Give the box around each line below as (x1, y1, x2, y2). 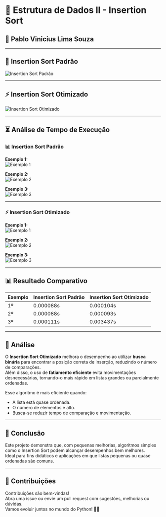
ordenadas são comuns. (5, 458, 54, 464)
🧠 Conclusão (5, 429, 45, 438)
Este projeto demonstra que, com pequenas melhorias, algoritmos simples (5, 442, 157, 448)
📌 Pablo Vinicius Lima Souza (5, 35, 94, 43)
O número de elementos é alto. (12, 405, 76, 411)
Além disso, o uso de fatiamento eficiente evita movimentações (5, 369, 136, 375)
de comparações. (5, 365, 41, 370)
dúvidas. (5, 501, 23, 507)
